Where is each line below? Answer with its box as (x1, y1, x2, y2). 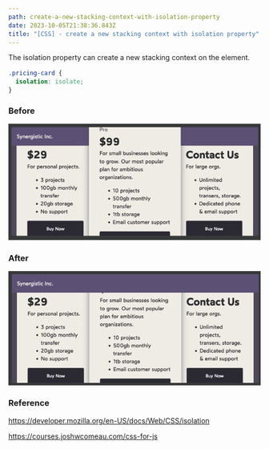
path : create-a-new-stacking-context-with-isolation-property (8, 13, 220, 21)
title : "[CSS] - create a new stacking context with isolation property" (8, 30, 260, 38)
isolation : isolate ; (15, 78, 84, 86)
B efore (8, 105, 35, 116)
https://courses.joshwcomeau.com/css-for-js (8, 431, 159, 441)
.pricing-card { (8, 69, 62, 78)
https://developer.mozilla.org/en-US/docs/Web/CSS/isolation (8, 415, 210, 425)
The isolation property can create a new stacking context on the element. (8, 53, 251, 63)
